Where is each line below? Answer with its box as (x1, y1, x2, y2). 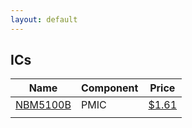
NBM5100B (15, 98, 72, 112)
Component (80, 81, 139, 95)
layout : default (10, 14, 78, 25)
